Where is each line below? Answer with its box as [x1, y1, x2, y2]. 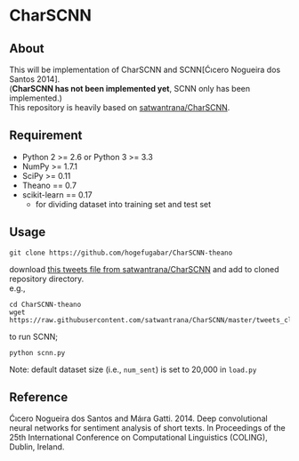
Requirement [9, 128, 83, 143]
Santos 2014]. [9, 74, 61, 85]
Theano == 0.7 [21, 180, 77, 190]
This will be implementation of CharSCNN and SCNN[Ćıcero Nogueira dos [9, 64, 281, 75]
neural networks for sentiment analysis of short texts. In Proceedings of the [9, 423, 287, 433]
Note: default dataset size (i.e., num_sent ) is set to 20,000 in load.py [9, 364, 257, 375]
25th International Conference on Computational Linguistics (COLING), [9, 433, 269, 443]
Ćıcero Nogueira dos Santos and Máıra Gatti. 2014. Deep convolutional [9, 413, 269, 424]
